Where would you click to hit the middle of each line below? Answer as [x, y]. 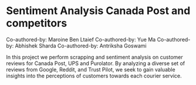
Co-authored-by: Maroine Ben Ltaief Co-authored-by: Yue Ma [81, 39]
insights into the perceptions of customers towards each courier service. [94, 76]
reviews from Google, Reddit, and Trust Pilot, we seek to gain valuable [91, 69]
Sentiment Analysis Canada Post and [98, 11]
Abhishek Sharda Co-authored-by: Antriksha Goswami [81, 46]
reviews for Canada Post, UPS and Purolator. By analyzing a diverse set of [96, 63]
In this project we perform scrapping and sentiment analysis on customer [94, 57]
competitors [37, 23]
